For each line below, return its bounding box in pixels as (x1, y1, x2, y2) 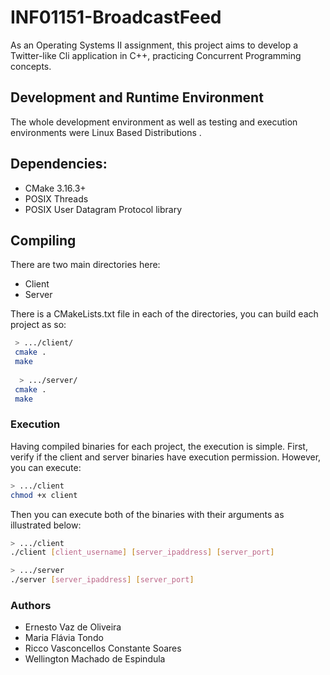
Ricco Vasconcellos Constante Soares (24, 642, 182, 655)
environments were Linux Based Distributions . (10, 126, 202, 138)
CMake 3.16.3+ (24, 182, 87, 194)
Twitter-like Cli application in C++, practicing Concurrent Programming (10, 49, 302, 61)
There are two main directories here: (10, 259, 161, 271)
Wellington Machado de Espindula (24, 653, 166, 665)
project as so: (10, 319, 67, 331)
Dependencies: (10, 156, 108, 173)
